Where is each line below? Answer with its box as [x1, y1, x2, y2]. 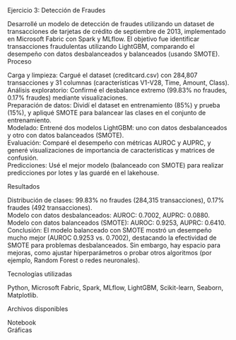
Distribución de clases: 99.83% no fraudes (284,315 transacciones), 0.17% [7, 196, 225, 204]
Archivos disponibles [7, 305, 69, 313]
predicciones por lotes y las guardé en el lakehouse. [7, 169, 160, 177]
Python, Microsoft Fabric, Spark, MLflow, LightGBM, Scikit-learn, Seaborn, [7, 283, 224, 292]
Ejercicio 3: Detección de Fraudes [7, 6, 106, 14]
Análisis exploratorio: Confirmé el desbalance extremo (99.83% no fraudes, [7, 86, 228, 94]
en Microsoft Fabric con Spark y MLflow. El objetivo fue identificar [7, 35, 200, 43]
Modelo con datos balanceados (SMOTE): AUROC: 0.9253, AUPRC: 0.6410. [7, 218, 226, 227]
